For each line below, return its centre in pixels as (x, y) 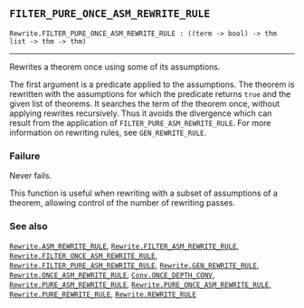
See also (28, 226)
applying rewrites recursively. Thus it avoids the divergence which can (141, 113)
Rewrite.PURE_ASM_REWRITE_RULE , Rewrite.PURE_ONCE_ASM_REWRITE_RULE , (141, 284)
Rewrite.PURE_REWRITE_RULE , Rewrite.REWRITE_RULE (103, 294)
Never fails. (31, 176)
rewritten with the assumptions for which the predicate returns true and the (150, 93)
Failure (25, 156)
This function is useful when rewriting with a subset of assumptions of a (144, 193)
